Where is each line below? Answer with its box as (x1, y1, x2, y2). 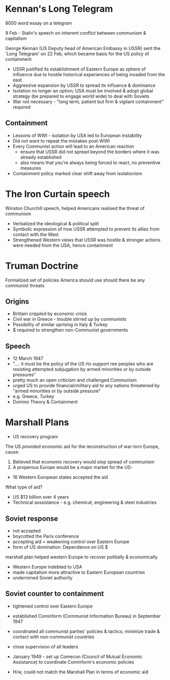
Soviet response (5, 514, 59, 523)
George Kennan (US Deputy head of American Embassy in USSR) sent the (5, 45, 161, 51)
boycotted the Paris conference (12, 533, 79, 539)
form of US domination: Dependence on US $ (12, 544, 108, 550)
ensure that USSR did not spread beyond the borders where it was (20, 149, 159, 155)
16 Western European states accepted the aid (12, 474, 108, 480)
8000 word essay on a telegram (5, 20, 72, 26)
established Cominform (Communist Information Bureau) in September (12, 613, 161, 619)
